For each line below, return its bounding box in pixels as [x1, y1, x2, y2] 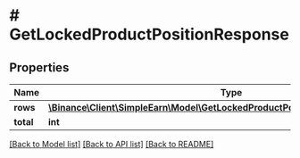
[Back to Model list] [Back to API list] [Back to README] [9, 139, 214, 149]
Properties [9, 60, 70, 75]
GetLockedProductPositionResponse [9, 24, 290, 45]
